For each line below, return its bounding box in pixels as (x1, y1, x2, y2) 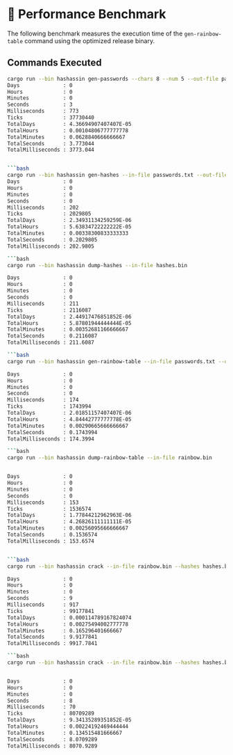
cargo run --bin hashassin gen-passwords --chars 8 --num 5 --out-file (7, 75, 218, 82)
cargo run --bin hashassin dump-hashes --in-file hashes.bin (7, 262, 188, 269)
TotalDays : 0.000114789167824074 (7, 614, 132, 621)
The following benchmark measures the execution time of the (7, 29, 183, 38)
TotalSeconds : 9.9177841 (7, 633, 98, 641)
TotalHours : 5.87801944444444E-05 (7, 319, 132, 326)
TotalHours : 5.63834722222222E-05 (7, 223, 132, 230)
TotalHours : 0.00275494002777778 (7, 621, 129, 628)
